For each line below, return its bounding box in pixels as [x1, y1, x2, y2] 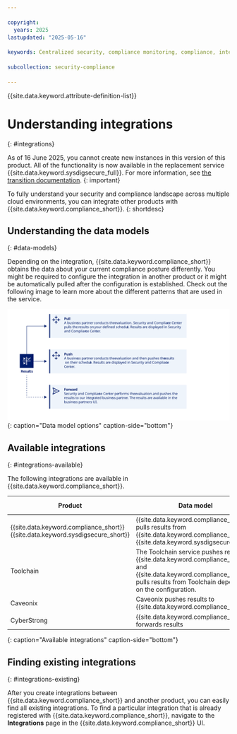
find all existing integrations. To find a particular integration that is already [7, 704, 221, 712]
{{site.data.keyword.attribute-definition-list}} [7, 91, 138, 100]
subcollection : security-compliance [7, 64, 115, 71]
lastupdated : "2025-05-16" [7, 34, 87, 41]
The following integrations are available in [7, 474, 128, 483]
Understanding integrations [7, 116, 174, 132]
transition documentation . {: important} [7, 175, 121, 184]
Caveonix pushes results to [135, 595, 215, 604]
